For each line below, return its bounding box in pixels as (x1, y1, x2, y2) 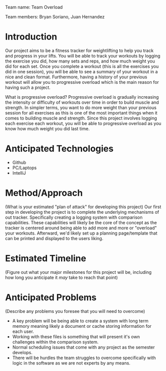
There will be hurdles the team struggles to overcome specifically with (12, 355, 156, 361)
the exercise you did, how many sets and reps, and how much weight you (5, 58, 155, 64)
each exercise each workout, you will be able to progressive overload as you (5, 120, 162, 126)
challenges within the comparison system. (12, 339, 99, 345)
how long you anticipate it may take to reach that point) (5, 274, 118, 280)
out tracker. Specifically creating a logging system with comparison (5, 214, 143, 220)
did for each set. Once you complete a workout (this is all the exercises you (5, 63, 159, 69)
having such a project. (5, 84, 51, 90)
